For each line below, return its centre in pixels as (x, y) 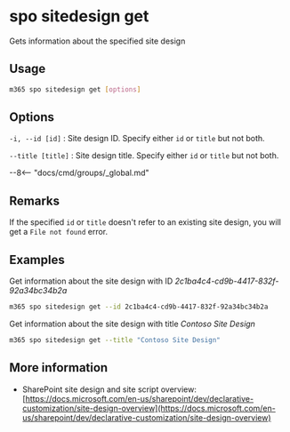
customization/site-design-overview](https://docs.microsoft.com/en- (149, 408)
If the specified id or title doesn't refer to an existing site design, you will (145, 222)
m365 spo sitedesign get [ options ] (75, 89)
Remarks (35, 200)
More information (59, 368)
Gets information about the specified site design (97, 41)
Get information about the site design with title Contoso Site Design (133, 324)
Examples (37, 260)
